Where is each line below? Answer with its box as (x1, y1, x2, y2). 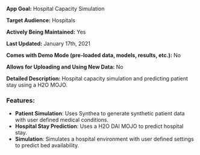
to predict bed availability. (14, 142, 80, 149)
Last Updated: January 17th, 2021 (6, 40, 90, 47)
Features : (6, 96, 35, 105)
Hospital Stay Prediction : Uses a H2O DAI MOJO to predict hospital (14, 123, 184, 130)
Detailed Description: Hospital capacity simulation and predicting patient (6, 75, 189, 82)
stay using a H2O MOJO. (6, 81, 68, 88)
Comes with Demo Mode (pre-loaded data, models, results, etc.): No (6, 52, 181, 59)
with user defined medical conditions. (14, 117, 109, 124)
